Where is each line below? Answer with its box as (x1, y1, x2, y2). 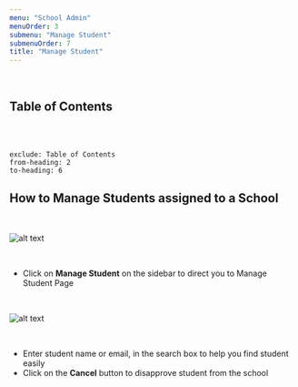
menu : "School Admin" (9, 13, 92, 23)
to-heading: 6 (9, 166, 64, 175)
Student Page (22, 277, 74, 288)
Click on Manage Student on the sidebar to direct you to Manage (22, 268, 268, 279)
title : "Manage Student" (9, 47, 104, 56)
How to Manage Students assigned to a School (9, 190, 279, 206)
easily (22, 357, 45, 369)
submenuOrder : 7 (9, 38, 71, 48)
